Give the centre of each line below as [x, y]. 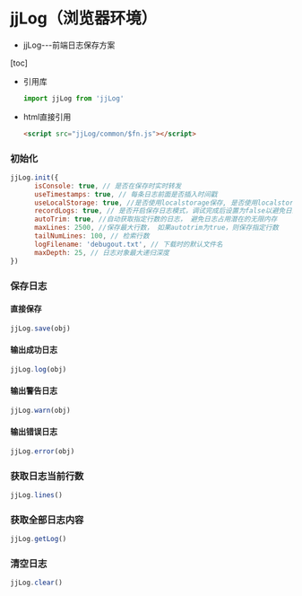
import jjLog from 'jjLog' [73, 98]
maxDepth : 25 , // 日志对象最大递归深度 [101, 252]
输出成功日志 [34, 350]
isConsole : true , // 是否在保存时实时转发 [108, 186]
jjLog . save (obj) [40, 329]
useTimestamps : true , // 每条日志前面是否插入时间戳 [125, 194]
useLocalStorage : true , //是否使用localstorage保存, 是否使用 [146, 203]
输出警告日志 [34, 390]
